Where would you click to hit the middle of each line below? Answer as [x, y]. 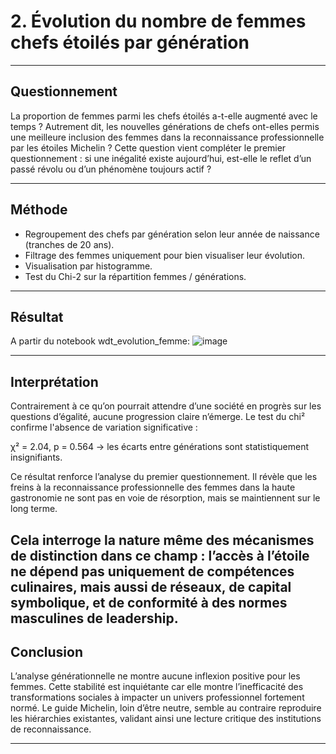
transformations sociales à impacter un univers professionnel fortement [157, 697]
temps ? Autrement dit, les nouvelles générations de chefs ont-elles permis [165, 126]
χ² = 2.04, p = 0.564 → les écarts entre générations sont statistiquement [159, 447]
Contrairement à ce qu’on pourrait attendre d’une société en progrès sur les [166, 406]
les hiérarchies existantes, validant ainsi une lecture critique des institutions [166, 719]
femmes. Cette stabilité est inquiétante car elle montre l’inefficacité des [157, 687]
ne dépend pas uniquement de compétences [152, 571]
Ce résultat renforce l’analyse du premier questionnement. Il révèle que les [164, 477]
